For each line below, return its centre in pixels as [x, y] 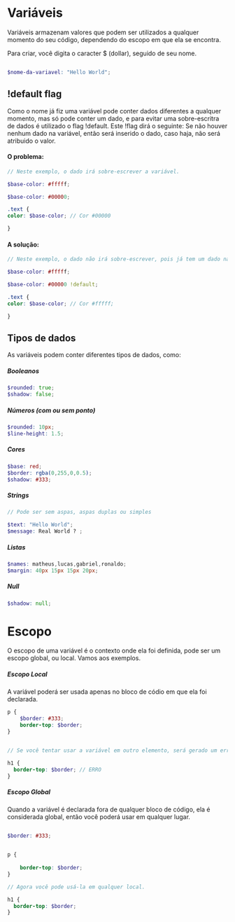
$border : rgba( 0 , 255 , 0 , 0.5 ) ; [50, 473]
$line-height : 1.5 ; [36, 433]
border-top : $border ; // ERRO [57, 769]
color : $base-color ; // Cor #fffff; [60, 303]
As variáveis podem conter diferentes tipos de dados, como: [94, 355]
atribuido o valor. [31, 141]
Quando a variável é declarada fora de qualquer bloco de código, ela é [109, 809]
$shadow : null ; [29, 603]
